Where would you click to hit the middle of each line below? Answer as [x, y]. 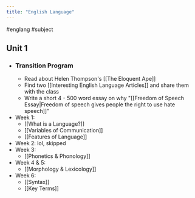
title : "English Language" [40, 12]
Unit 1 [17, 48]
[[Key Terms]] [41, 188]
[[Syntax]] [37, 182]
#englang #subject [30, 29]
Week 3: [26, 150]
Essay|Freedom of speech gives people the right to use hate [100, 104]
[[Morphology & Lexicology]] [60, 169]
